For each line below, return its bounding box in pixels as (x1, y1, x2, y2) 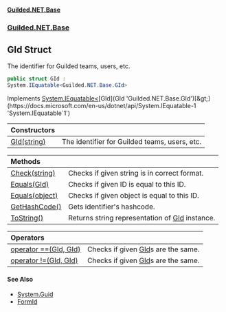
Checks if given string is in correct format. (68, 169, 204, 178)
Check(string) (10, 169, 56, 178)
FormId (16, 298, 38, 306)
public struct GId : (7, 76, 67, 83)
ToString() (10, 214, 43, 223)
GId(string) (10, 137, 46, 147)
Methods (10, 157, 41, 167)
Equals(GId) (10, 180, 49, 189)
